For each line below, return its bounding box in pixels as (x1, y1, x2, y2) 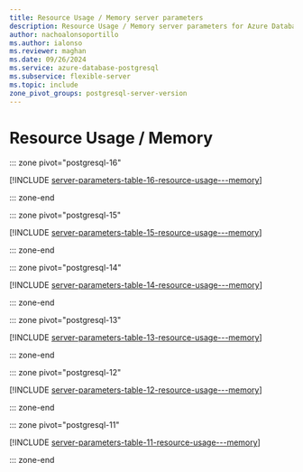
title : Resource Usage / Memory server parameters (9, 13, 204, 23)
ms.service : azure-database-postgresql (9, 64, 160, 73)
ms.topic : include (9, 80, 78, 89)
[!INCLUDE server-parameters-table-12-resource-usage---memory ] (9, 384, 263, 395)
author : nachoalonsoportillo (9, 30, 119, 39)
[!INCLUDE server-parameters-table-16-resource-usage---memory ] (9, 175, 263, 186)
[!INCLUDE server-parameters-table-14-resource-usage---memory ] (9, 280, 263, 291)
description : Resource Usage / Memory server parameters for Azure (9, 22, 269, 31)
